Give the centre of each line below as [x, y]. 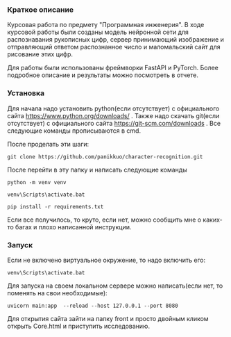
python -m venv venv [37, 182]
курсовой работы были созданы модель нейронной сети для [98, 32]
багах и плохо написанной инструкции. [73, 227]
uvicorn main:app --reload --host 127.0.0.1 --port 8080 [93, 306]
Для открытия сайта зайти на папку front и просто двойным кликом [108, 318]
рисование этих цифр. [40, 54]
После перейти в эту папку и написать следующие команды [97, 170]
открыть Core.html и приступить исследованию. [79, 326]
